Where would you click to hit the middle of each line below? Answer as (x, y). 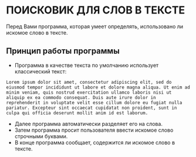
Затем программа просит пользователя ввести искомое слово (94, 130)
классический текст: (40, 71)
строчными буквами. (41, 136)
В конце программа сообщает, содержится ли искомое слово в (94, 142)
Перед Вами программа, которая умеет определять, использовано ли (95, 26)
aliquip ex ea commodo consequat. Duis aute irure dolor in (81, 97)
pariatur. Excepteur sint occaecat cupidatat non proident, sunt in (92, 108)
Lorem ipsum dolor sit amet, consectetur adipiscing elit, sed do (89, 82)
